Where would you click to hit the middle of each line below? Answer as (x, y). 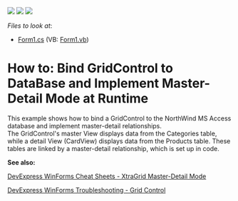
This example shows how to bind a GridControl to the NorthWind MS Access (119, 118)
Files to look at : (30, 26)
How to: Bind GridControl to (90, 68)
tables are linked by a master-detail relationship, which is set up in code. (113, 148)
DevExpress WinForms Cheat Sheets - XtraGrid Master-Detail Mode (107, 176)
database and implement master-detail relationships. (85, 125)
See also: (21, 162)
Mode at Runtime (97, 99)
